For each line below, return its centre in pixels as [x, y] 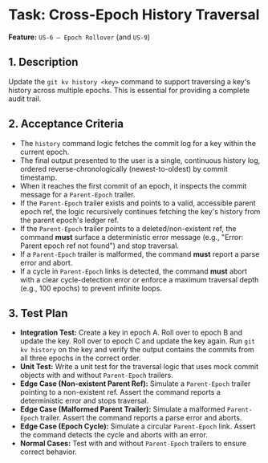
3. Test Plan [38, 313]
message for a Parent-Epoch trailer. [77, 194]
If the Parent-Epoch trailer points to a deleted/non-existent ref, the [128, 228]
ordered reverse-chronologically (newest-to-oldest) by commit [124, 169]
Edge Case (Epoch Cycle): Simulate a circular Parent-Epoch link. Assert [138, 426]
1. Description [43, 62]
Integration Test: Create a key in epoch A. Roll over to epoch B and [131, 333]
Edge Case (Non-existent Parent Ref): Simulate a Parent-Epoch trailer [135, 384]
